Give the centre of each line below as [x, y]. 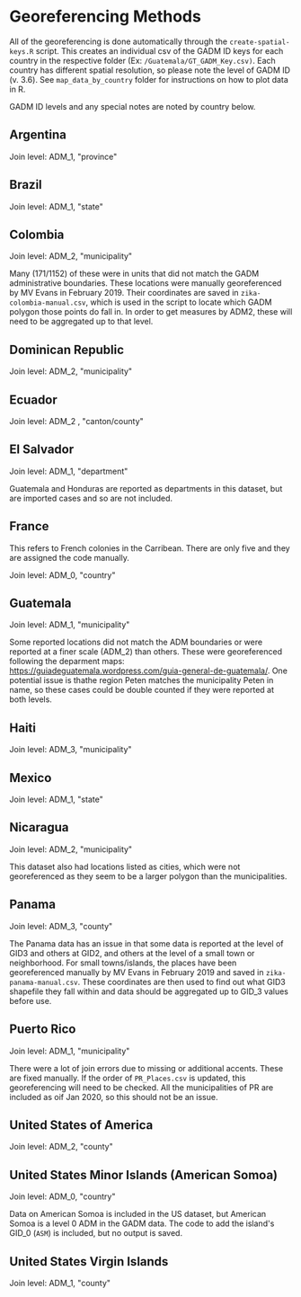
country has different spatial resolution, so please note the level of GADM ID [150, 70]
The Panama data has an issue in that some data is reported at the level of [147, 943]
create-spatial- [259, 42]
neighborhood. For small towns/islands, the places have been [123, 963]
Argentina [38, 135]
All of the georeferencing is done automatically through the [118, 41]
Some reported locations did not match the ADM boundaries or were [136, 642]
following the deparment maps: [67, 662]
